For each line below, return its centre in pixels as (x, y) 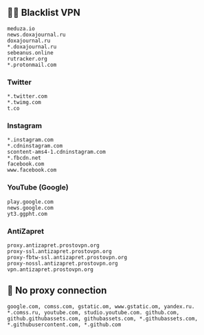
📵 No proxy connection (57, 291)
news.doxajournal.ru (37, 34)
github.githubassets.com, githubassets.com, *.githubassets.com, (102, 318)
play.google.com (30, 202)
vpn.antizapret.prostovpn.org (50, 270)
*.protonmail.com (32, 65)
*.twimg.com (24, 103)
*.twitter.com (27, 97)
